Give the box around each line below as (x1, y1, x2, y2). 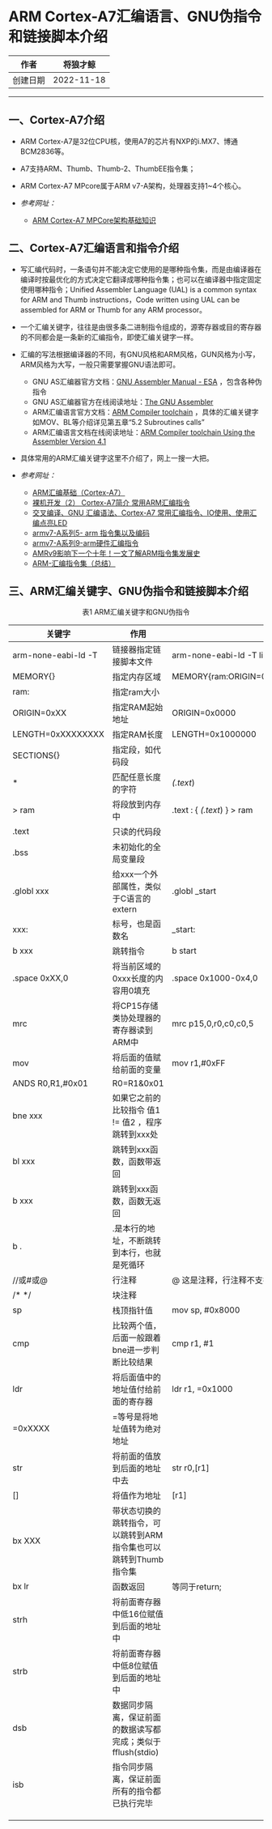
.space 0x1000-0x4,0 (172, 972, 258, 984)
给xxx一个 (112, 869, 151, 880)
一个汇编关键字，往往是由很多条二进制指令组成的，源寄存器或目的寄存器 (19, 321, 261, 332)
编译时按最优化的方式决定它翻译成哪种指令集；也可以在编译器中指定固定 (19, 274, 261, 284)
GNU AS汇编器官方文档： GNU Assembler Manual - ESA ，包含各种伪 (32, 376, 262, 386)
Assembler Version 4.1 (32, 436, 107, 446)
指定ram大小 (112, 687, 160, 698)
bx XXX (12, 1535, 41, 1546)
